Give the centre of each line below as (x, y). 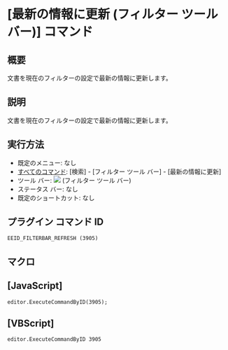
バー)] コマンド (50, 32)
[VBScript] (31, 324)
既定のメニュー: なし (47, 162)
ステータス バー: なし (48, 189)
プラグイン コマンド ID (56, 222)
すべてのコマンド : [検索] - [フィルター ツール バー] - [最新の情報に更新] (119, 171)
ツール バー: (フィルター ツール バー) (74, 180)
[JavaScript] (35, 286)
